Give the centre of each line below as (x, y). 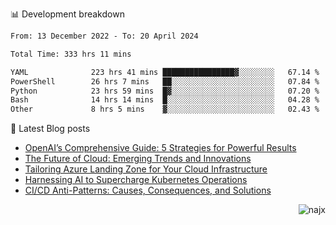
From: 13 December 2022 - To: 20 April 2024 (104, 36)
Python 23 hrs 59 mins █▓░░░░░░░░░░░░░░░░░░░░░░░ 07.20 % (165, 91)
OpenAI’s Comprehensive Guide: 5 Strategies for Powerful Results (160, 148)
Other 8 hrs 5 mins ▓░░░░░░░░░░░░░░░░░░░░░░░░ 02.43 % (165, 109)
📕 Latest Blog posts (50, 129)
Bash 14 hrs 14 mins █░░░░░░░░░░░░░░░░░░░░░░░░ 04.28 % (165, 100)
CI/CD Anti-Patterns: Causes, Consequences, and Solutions (148, 190)
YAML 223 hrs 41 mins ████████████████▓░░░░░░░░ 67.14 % (165, 72)
